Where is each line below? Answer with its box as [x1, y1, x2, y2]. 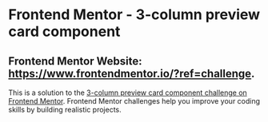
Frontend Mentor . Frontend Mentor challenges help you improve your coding [8, 96, 261, 105]
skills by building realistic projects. [8, 105, 122, 114]
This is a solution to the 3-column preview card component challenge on [8, 88, 248, 97]
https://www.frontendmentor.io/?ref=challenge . [8, 66, 255, 81]
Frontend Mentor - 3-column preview [8, 6, 261, 24]
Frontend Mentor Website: [8, 54, 142, 68]
